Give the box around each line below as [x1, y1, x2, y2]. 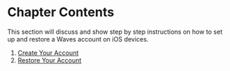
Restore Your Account [17, 56, 82, 64]
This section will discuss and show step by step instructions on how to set [7, 27, 223, 36]
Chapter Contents [7, 4, 114, 20]
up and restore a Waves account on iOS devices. [7, 34, 149, 43]
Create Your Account [17, 49, 79, 57]
